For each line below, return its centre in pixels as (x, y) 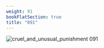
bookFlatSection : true (34, 17)
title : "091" (22, 22)
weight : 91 (19, 11)
